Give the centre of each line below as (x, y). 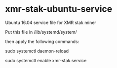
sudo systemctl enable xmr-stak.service (46, 60)
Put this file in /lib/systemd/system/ (41, 32)
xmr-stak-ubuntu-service (59, 9)
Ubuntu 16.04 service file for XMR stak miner (51, 23)
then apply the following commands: (42, 41)
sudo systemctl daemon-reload (37, 51)
